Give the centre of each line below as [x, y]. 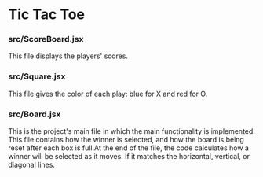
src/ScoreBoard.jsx [46, 39]
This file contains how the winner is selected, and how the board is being [126, 140]
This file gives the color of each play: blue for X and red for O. [108, 94]
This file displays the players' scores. [68, 56]
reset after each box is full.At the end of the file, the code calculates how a [129, 148]
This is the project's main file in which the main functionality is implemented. [131, 131]
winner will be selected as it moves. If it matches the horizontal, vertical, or [129, 157]
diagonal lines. [31, 165]
